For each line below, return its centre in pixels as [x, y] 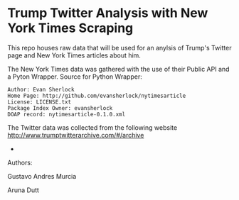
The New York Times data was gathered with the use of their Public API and [118, 69]
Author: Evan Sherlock [41, 89]
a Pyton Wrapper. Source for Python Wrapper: [75, 77]
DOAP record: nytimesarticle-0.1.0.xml [67, 114]
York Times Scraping [70, 28]
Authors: [20, 162]
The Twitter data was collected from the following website [92, 127]
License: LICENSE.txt [39, 102]
